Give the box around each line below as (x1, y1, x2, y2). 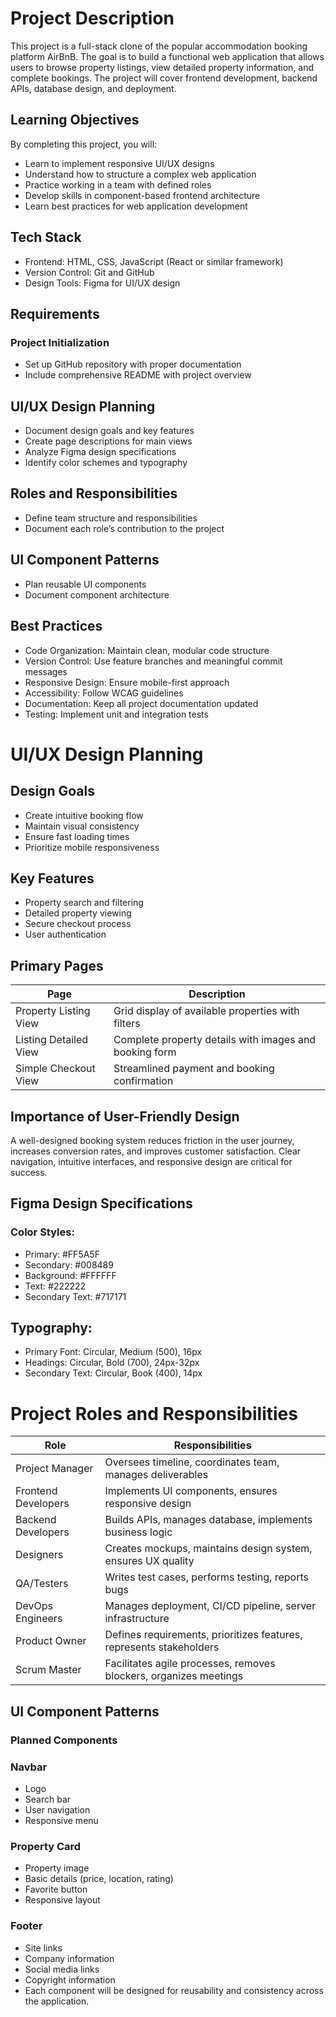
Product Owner (15, 1634, 87, 1648)
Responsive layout (24, 1894, 101, 1906)
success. (10, 1166, 48, 1178)
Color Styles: (10, 1225, 75, 1239)
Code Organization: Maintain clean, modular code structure (24, 644, 270, 656)
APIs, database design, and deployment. (10, 82, 177, 94)
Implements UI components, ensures (104, 1484, 278, 1498)
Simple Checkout (15, 1062, 96, 1076)
